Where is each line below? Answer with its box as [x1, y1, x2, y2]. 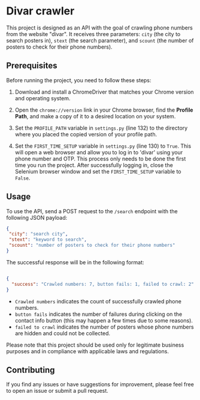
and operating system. [14, 94, 71, 102]
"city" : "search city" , [8, 231, 68, 237]
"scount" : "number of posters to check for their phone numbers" [8, 242, 175, 249]
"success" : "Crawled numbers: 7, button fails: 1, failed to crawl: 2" [11, 281, 195, 287]
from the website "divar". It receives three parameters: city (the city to [6, 30, 181, 37]
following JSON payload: [6, 214, 68, 221]
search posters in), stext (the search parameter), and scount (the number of [6, 37, 194, 44]
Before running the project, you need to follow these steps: [6, 76, 151, 83]
